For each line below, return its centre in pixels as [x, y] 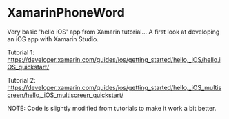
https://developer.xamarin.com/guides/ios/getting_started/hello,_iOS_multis [114, 87]
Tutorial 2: [21, 80]
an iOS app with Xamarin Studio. [53, 39]
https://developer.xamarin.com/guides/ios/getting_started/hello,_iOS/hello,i [114, 59]
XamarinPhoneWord [66, 13]
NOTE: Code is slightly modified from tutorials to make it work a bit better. [112, 108]
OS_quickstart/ [28, 67]
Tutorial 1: [21, 52]
